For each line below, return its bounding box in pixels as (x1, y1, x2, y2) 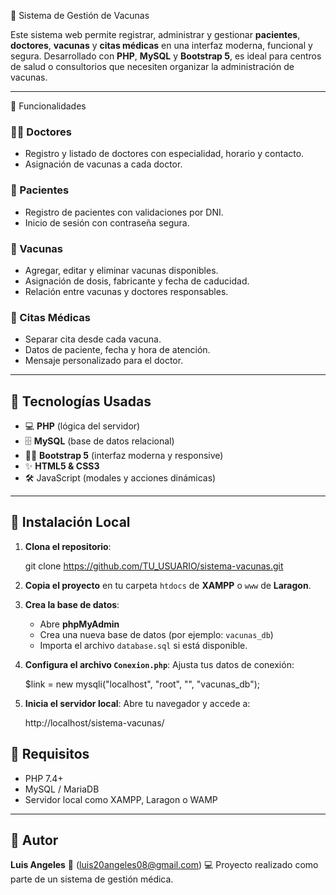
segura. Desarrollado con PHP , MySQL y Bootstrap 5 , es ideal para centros (10, 50, 322, 62)
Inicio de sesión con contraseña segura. (24, 216, 190, 229)
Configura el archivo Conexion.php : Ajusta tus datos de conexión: (24, 658, 295, 670)
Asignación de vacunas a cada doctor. (24, 158, 183, 170)
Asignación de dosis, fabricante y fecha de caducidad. (24, 275, 250, 287)
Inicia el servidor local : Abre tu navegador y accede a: (24, 697, 251, 709)
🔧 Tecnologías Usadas (10, 393, 152, 410)
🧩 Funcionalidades (10, 100, 87, 112)
